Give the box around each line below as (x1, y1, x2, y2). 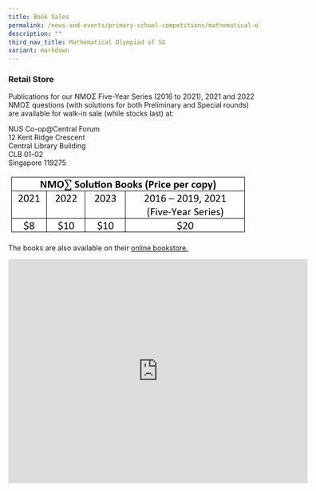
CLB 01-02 (8, 150, 44, 159)
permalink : (8, 21, 45, 29)
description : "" (8, 29, 62, 37)
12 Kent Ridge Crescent (8, 132, 85, 143)
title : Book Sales (8, 13, 69, 21)
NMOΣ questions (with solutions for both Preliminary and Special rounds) (8, 100, 250, 110)
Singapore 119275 (8, 158, 66, 167)
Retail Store (8, 74, 54, 85)
